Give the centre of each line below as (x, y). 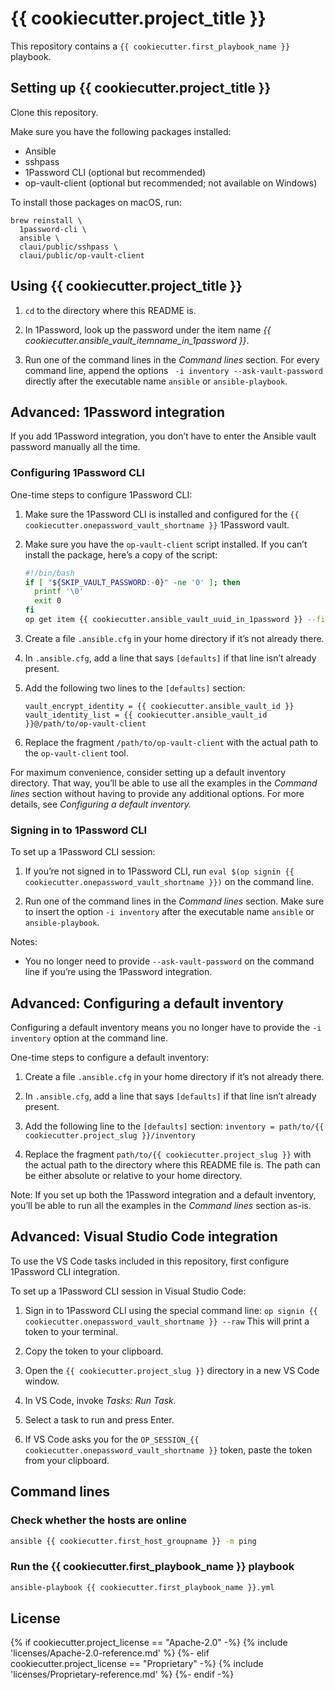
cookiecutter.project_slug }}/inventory (110, 1136)
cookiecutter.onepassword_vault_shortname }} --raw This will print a (167, 1321)
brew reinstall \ (46, 220)
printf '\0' (59, 592)
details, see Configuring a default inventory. (101, 804)
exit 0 (48, 601)
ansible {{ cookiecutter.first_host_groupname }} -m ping (133, 1541)
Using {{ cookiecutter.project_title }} (126, 286)
